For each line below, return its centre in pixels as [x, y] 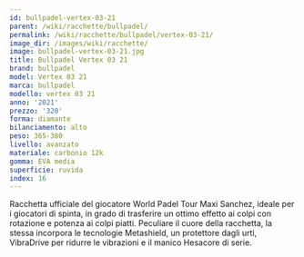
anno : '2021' [34, 102]
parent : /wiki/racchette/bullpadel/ [79, 26]
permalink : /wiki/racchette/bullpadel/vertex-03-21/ [111, 35]
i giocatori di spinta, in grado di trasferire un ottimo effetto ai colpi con [141, 213]
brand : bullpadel [42, 69]
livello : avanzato [44, 144]
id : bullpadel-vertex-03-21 [63, 18]
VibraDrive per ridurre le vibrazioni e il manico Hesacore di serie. [131, 242]
